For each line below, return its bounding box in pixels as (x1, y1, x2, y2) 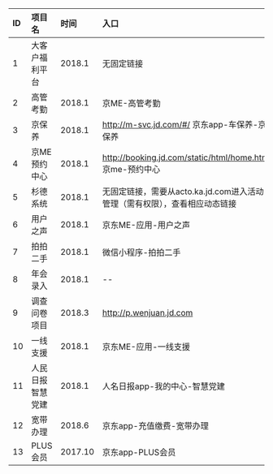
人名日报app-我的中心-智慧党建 (102, 381, 226, 392)
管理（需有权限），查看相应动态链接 (102, 198, 237, 209)
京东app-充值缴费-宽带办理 (102, 420, 210, 431)
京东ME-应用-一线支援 (102, 341, 191, 352)
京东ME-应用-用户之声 (102, 219, 191, 231)
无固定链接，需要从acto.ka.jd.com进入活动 (102, 186, 264, 197)
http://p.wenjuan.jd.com (102, 308, 193, 318)
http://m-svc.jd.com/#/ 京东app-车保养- (102, 119, 258, 130)
